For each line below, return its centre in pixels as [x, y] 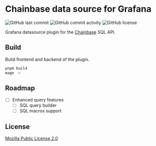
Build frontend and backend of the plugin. [47, 59]
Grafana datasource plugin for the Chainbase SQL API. [60, 32]
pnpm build [16, 68]
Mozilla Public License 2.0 [31, 139]
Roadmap [20, 88]
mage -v [13, 73]
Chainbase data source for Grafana [78, 9]
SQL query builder [38, 105]
